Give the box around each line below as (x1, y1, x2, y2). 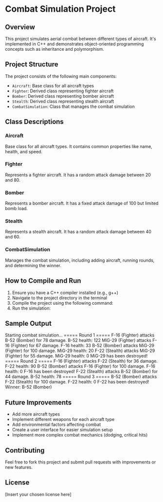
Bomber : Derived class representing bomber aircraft (12, 93, 114, 99)
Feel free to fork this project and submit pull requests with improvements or (5, 459, 156, 465)
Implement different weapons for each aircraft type (12, 417, 115, 422)
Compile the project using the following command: (12, 300, 113, 306)
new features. (5, 464, 33, 470)
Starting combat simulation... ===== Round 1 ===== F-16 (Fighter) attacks (5, 332, 155, 338)
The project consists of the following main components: (5, 73, 117, 79)
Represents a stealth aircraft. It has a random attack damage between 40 (5, 229, 152, 235)
